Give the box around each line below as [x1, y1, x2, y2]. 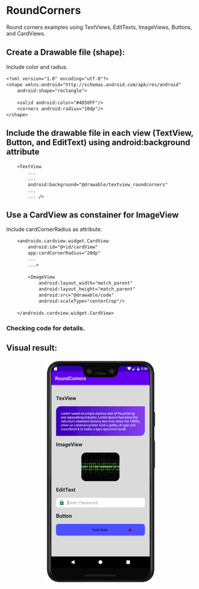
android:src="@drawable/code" [38, 292, 114, 298]
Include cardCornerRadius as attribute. [6, 226, 102, 233]
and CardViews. [6, 29, 46, 37]
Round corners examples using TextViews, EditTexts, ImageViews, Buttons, [6, 23, 192, 31]
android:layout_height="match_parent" [38, 286, 136, 292]
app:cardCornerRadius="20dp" [28, 250, 101, 256]
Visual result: [6, 343, 58, 353]
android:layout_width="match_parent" [38, 280, 133, 286]
